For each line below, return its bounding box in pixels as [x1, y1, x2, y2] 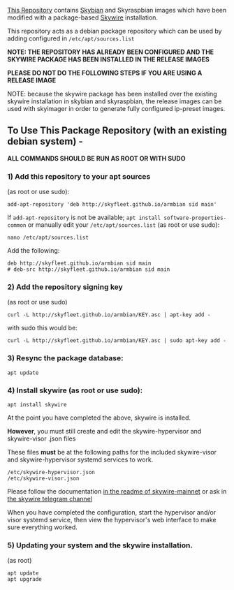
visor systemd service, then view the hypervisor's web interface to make [7, 516, 217, 524]
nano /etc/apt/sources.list [7, 234, 89, 242]
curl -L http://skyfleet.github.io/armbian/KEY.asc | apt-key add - [7, 311, 211, 318]
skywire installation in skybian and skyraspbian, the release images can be [7, 97, 222, 105]
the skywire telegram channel [7, 495, 93, 503]
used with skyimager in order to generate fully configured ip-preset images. [7, 105, 226, 112]
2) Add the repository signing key [7, 282, 124, 292]
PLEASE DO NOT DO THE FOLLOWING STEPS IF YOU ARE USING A [7, 69, 203, 77]
